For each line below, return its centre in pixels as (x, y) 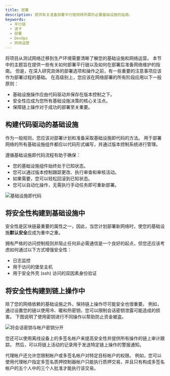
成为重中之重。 (47, 233)
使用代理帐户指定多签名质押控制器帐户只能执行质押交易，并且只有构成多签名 (85, 362)
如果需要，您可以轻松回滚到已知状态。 (52, 178)
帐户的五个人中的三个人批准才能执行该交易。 (52, 368)
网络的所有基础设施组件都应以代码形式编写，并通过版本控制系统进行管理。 (83, 144)
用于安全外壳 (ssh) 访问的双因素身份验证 (55, 273)
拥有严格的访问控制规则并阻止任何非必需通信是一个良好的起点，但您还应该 (83, 243)
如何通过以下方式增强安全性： (40, 250)
